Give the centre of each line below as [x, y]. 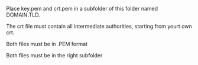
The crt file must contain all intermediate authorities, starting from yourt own [99, 26]
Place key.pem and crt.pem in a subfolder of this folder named [82, 9]
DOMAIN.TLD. [23, 15]
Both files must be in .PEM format [47, 44]
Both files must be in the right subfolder [54, 55]
